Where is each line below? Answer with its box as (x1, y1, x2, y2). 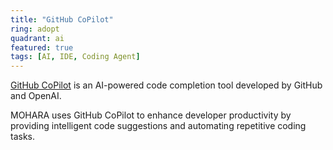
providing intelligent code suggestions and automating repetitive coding (10, 120, 307, 132)
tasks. (10, 131, 36, 143)
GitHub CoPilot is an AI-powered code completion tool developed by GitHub (10, 79, 323, 91)
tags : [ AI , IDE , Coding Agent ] (10, 52, 141, 62)
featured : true (10, 42, 74, 53)
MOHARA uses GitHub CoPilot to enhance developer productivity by (10, 109, 292, 121)
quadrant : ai (10, 33, 65, 43)
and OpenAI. (10, 90, 62, 102)
